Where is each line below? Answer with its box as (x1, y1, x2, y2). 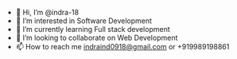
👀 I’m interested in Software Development (15, 16, 153, 26)
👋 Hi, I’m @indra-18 (15, 8, 80, 17)
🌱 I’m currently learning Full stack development (15, 25, 170, 33)
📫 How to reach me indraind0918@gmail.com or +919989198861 (15, 42, 230, 51)
